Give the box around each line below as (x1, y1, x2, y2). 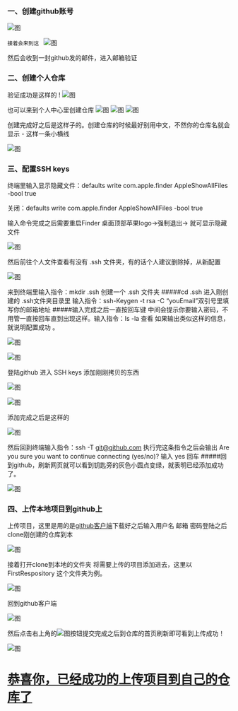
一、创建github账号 (7, 6, 74, 16)
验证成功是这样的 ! (7, 90, 61, 99)
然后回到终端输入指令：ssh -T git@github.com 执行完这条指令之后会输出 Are (7, 443, 230, 452)
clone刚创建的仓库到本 (7, 530, 73, 539)
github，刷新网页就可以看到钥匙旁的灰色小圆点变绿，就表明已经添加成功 (13, 461, 224, 469)
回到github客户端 (7, 599, 57, 608)
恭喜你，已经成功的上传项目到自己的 (7, 671, 218, 688)
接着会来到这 (7, 40, 40, 47)
